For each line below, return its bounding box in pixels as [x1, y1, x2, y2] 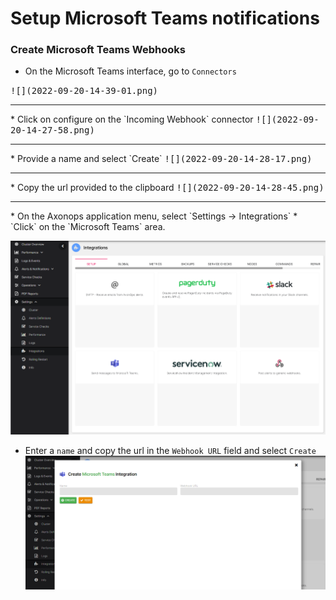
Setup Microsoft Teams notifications [10, 7, 320, 30]
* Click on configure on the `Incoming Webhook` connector [10, 113, 254, 126]
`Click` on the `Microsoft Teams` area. [10, 221, 166, 233]
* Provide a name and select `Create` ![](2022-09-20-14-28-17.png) [10, 153, 313, 165]
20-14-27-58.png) [10, 125, 95, 136]
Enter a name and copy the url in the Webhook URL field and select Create [24, 444, 317, 456]
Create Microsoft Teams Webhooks [10, 43, 186, 57]
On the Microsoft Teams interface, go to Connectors [24, 65, 237, 77]
